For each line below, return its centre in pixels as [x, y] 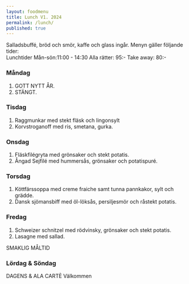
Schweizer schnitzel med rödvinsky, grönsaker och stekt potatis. [93, 230]
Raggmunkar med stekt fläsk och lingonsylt [67, 120]
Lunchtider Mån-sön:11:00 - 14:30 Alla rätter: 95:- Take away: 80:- [86, 57]
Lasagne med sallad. [40, 236]
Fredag [16, 217]
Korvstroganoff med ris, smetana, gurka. [64, 126]
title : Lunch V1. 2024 [34, 17]
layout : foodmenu [27, 12]
